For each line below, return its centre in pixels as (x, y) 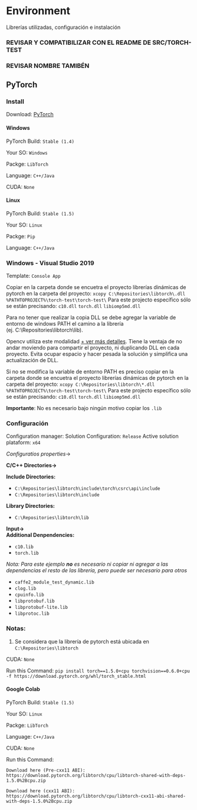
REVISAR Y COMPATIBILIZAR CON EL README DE (79, 42)
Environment (38, 11)
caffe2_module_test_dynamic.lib (54, 582)
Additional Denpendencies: (40, 535)
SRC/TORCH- (172, 42)
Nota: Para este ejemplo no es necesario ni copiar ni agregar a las (87, 564)
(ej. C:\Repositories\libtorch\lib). (45, 330)
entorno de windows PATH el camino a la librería (65, 324)
